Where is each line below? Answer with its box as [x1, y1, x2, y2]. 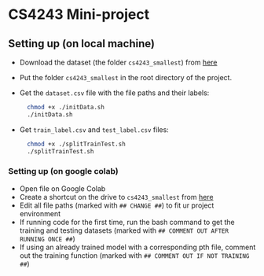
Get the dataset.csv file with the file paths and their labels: [19, 88, 210, 98]
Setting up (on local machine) [8, 37, 156, 50]
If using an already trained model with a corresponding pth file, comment [19, 242, 256, 252]
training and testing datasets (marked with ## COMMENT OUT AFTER [19, 226, 229, 235]
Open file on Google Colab [19, 183, 106, 193]
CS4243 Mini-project [8, 6, 150, 24]
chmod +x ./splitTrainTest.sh [27, 140, 126, 148]
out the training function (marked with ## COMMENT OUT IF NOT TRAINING [19, 250, 250, 260]
